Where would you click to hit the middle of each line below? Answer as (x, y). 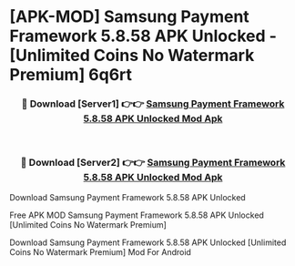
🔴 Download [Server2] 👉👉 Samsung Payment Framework (153, 163)
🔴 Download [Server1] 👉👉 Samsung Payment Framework (153, 104)
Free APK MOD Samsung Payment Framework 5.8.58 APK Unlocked (137, 215)
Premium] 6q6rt (71, 75)
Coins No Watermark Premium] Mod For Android (100, 251)
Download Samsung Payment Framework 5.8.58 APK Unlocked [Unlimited (148, 242)
